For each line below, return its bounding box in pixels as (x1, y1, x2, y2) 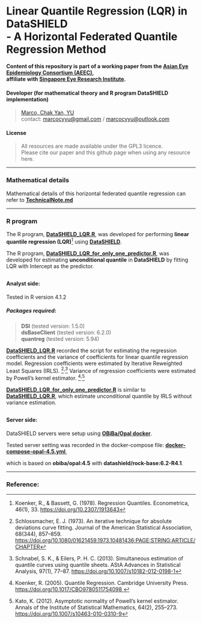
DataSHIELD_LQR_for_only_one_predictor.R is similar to (6, 386, 146, 393)
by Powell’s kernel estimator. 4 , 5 (6, 374, 85, 381)
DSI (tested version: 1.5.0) (20, 322, 85, 330)
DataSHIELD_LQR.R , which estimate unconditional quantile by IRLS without (6, 392, 192, 399)
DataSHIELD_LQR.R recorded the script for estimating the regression (6, 346, 177, 354)
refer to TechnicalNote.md (6, 196, 73, 203)
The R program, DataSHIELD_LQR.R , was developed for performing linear (6, 230, 189, 237)
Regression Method (6, 43, 106, 57)
